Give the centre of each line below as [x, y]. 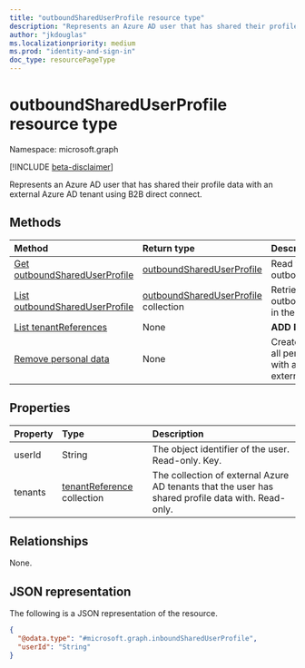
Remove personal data [62, 359]
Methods [35, 223]
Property [34, 434]
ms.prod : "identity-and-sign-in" [73, 52]
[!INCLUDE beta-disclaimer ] [61, 167]
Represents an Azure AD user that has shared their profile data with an [142, 184]
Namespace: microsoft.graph [64, 149]
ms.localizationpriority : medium [73, 43]
